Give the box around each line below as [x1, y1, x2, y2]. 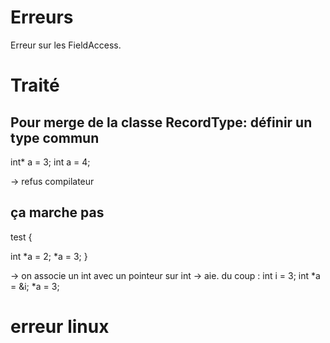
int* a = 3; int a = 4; [10, 156, 91, 168]
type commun [10, 129, 100, 146]
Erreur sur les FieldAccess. [10, 39, 122, 51]
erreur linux [10, 315, 110, 338]
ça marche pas [10, 204, 105, 221]
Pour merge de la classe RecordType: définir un [10, 114, 313, 131]
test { [10, 231, 33, 243]
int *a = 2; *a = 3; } [10, 250, 88, 262]
